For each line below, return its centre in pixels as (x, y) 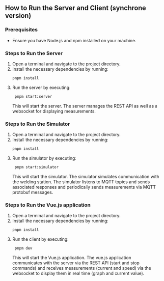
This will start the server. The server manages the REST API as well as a (85, 106)
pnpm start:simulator (37, 167)
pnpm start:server (33, 96)
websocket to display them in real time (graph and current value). (78, 273)
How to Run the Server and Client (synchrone (76, 8)
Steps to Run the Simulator (38, 124)
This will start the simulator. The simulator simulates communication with (86, 176)
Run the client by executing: (40, 239)
